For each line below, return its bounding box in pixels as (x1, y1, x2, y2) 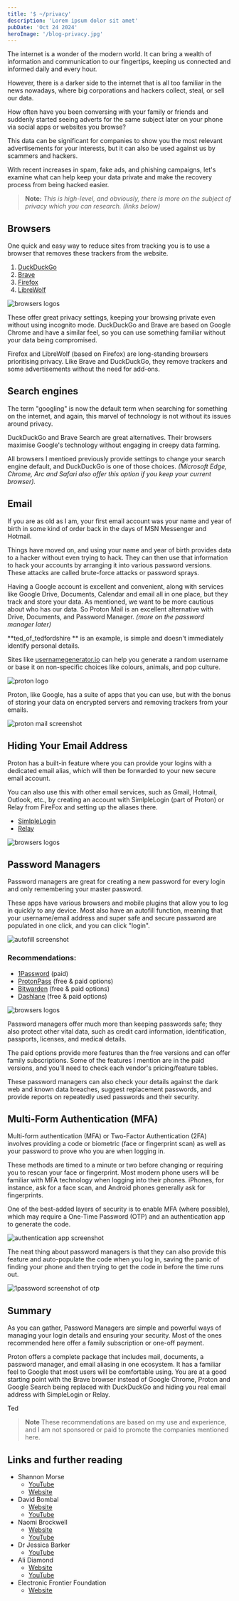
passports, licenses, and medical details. (7, 1034, 127, 1043)
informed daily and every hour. (7, 65, 97, 73)
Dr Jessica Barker (17, 1540, 70, 1549)
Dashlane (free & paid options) (17, 992, 108, 1000)
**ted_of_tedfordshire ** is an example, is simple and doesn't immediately (7, 634, 224, 642)
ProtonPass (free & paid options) (17, 977, 114, 985)
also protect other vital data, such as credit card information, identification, (7, 1027, 226, 1036)
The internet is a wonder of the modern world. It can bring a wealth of (7, 50, 212, 58)
